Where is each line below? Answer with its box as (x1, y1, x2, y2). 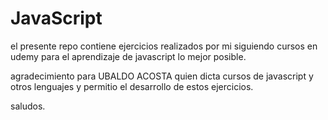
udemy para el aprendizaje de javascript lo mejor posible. (10, 50, 247, 62)
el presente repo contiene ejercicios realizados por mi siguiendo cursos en (10, 40, 318, 52)
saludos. (10, 100, 46, 112)
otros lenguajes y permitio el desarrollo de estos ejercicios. (10, 80, 254, 92)
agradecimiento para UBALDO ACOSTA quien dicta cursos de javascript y (10, 70, 314, 82)
